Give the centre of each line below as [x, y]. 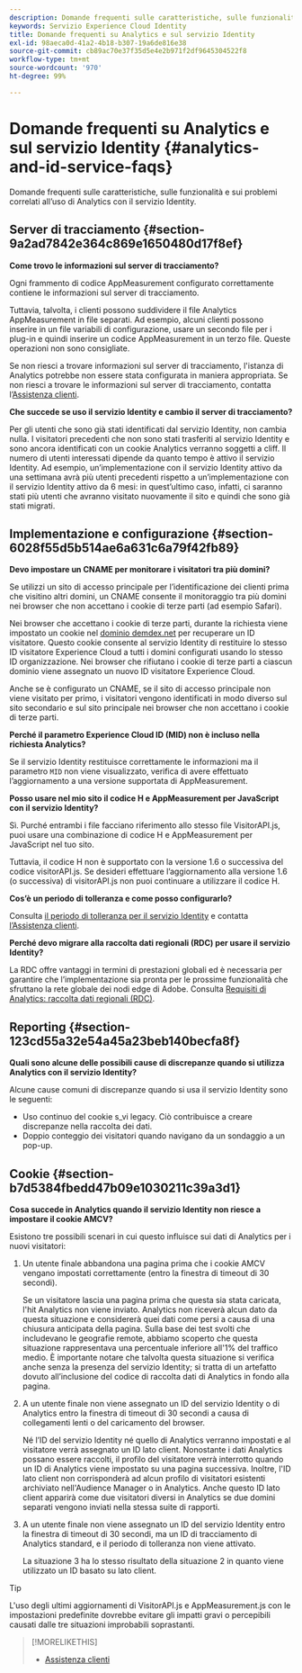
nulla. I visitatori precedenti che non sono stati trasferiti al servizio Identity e [150, 438]
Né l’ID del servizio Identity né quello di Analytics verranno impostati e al [156, 1440]
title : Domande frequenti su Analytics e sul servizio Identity [132, 34]
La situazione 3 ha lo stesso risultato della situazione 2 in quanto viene [153, 1561]
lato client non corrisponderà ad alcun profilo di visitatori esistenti [144, 1478]
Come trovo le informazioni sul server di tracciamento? [114, 265]
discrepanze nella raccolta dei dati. [87, 1127]
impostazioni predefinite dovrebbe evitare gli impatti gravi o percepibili [140, 1615]
